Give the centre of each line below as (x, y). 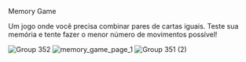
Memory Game (32, 11)
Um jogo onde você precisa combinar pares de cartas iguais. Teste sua (123, 26)
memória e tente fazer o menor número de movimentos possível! (113, 34)
